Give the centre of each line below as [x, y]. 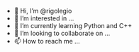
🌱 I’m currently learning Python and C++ [73, 26]
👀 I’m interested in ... [44, 18]
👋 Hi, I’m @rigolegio [43, 11]
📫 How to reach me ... [47, 41]
